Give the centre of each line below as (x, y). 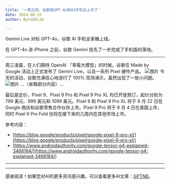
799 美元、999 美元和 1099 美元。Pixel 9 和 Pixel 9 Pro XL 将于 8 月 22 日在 (84, 101)
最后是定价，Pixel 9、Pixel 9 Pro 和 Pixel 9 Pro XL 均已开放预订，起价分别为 (84, 95)
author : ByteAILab (25, 19)
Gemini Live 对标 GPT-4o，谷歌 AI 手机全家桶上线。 (59, 39)
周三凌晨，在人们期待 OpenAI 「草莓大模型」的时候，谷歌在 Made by (77, 65)
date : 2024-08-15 (24, 15)
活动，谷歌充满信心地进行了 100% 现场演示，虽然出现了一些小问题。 (85, 78)
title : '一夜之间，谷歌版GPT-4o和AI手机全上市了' (53, 10)
